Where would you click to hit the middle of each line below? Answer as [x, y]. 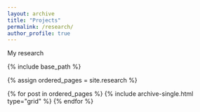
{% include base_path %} [44, 66]
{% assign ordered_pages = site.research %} [73, 80]
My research [26, 53]
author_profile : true [39, 33]
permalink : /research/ [40, 27]
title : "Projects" [34, 20]
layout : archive [31, 14]
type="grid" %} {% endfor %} [50, 101]
